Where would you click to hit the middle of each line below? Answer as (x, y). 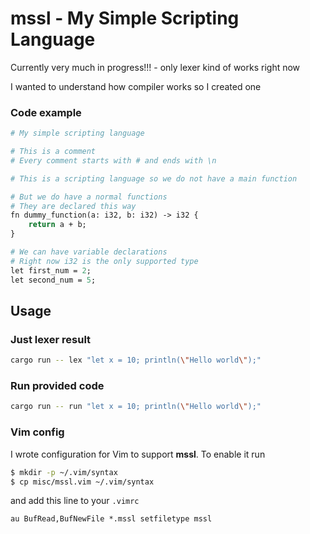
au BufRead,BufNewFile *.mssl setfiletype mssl (111, 519)
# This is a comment (53, 152)
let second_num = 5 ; (53, 280)
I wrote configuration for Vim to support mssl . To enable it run (138, 454)
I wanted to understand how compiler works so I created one (136, 86)
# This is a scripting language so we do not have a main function (154, 178)
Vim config (37, 432)
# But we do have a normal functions (89, 197)
